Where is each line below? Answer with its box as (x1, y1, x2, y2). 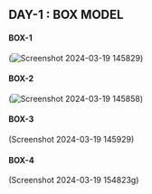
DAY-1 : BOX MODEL (8, 7, 124, 23)
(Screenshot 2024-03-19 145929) (8, 134, 135, 144)
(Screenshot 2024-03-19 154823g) (8, 175, 139, 186)
